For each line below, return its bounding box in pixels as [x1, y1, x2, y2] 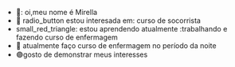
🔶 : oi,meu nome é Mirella [15, 8, 98, 17]
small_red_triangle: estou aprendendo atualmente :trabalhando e [15, 24, 228, 33]
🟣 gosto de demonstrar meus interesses [15, 50, 148, 59]
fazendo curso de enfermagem [15, 32, 118, 42]
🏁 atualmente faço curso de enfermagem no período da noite [15, 41, 217, 50]
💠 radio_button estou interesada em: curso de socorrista [15, 16, 202, 25]
